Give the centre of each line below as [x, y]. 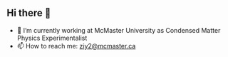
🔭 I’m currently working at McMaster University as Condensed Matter [119, 30]
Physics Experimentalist [52, 38]
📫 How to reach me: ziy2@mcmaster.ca [76, 46]
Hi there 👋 [29, 13]
